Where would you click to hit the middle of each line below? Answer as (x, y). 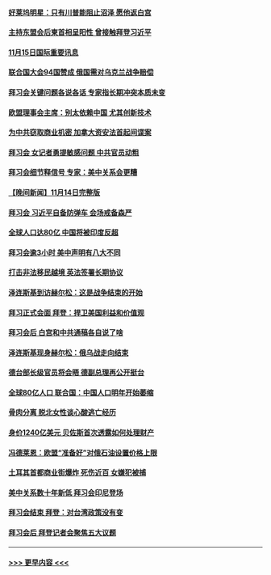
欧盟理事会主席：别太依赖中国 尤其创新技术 (80, 112)
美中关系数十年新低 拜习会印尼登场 (66, 493)
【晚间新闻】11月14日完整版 (54, 192)
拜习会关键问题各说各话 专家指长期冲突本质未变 (87, 92)
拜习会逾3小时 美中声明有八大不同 (65, 252)
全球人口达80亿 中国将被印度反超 (63, 233)
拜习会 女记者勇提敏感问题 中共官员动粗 (74, 152)
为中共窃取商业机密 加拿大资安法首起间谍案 (80, 133)
